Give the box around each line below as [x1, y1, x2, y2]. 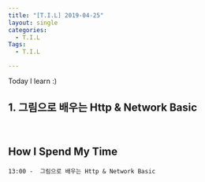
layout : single [8, 19, 58, 27]
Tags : [8, 41, 26, 49]
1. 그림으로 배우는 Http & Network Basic [8, 101, 198, 115]
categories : [8, 26, 47, 34]
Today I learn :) [8, 76, 58, 86]
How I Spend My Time [8, 145, 118, 158]
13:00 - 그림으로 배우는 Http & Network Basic [8, 167, 156, 175]
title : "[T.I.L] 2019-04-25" [8, 11, 104, 20]
